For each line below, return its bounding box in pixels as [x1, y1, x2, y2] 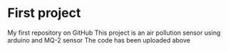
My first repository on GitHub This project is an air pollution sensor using [7, 28, 221, 37]
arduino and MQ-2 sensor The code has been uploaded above [7, 35, 191, 44]
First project [7, 5, 81, 21]
